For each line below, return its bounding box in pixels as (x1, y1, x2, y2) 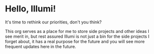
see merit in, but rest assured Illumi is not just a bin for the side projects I (5, 33, 150, 39)
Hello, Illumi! (5, 3, 56, 14)
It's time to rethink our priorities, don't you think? (5, 19, 102, 25)
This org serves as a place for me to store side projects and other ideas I (5, 28, 150, 34)
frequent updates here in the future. (5, 43, 76, 49)
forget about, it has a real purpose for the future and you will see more (5, 38, 145, 44)
